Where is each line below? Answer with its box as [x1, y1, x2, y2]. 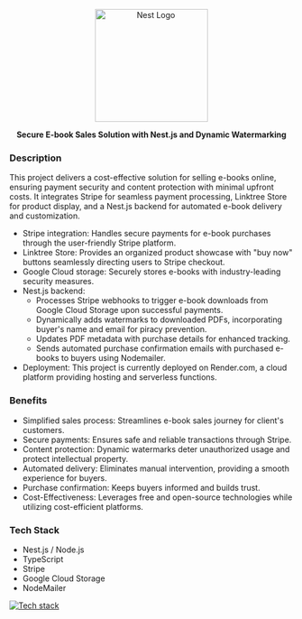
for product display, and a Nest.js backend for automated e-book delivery [9, 201, 282, 212]
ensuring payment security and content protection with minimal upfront [9, 181, 275, 193]
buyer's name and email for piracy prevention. [35, 324, 207, 335]
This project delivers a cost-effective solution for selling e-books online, [9, 172, 277, 183]
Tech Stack [9, 523, 60, 536]
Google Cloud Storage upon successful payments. [35, 305, 224, 316]
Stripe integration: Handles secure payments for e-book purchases [22, 228, 272, 239]
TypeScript [22, 553, 64, 564]
